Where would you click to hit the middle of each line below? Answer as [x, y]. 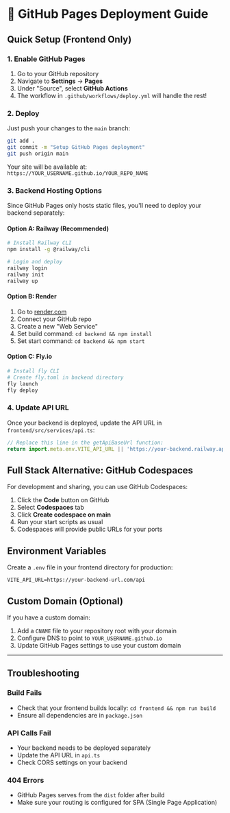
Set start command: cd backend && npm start [81, 341]
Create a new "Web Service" [57, 326]
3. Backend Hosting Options [55, 190]
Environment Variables [57, 551]
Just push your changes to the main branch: [69, 128]
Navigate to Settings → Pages [60, 81]
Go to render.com [42, 311]
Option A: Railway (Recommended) [58, 228]
